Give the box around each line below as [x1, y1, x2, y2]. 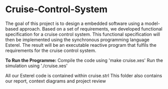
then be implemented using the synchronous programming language [5, 37, 150, 43]
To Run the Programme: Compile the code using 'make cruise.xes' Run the [5, 57, 163, 63]
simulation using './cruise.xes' [5, 63, 68, 69]
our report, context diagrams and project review [5, 78, 106, 84]
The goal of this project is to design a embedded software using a [5, 20, 144, 26]
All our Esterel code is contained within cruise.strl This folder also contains [5, 72, 162, 78]
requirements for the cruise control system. [5, 47, 97, 53]
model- [145, 20, 160, 26]
